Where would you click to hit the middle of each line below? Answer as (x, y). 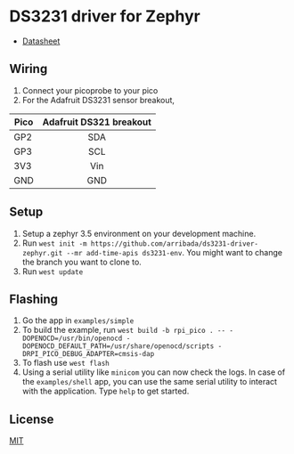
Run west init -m (54, 243)
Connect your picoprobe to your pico (90, 90)
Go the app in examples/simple (78, 320)
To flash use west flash (65, 363)
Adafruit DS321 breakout (97, 122)
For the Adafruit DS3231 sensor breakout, (98, 100)
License (32, 419)
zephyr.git (42, 253)
